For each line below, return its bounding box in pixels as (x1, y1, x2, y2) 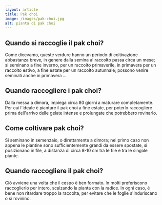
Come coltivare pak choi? (5, 124, 84, 132)
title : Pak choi (5, 12, 38, 17)
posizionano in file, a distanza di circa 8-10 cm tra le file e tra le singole (5, 147, 148, 153)
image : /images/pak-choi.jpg (5, 16, 64, 21)
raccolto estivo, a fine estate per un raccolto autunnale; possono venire (5, 67, 149, 73)
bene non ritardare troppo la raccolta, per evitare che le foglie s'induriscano (5, 190, 158, 196)
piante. (5, 152, 19, 159)
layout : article (5, 7, 38, 12)
